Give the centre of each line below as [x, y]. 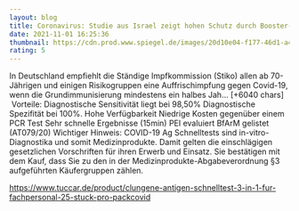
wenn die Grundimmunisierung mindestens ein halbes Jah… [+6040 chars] [147, 95]
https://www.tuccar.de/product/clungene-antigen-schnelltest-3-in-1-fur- [143, 188]
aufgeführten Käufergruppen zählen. [77, 171]
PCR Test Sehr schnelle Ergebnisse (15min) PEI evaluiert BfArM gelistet [139, 123]
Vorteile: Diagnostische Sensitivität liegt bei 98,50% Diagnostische [133, 104]
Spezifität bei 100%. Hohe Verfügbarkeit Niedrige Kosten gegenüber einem [147, 114]
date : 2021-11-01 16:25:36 [59, 34]
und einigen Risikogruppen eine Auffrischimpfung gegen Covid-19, [166, 85]
